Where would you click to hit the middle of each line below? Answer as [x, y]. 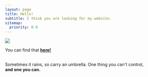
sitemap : [14, 23]
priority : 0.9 [24, 27]
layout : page [18, 9]
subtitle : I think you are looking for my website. [58, 18]
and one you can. [23, 70]
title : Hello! [19, 14]
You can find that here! [28, 50]
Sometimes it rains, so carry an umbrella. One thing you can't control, [74, 64]
